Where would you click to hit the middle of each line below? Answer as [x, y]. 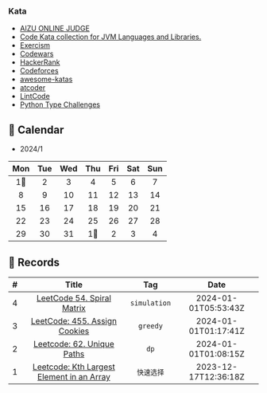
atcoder [33, 88]
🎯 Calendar [36, 130]
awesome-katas [46, 79]
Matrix [74, 308]
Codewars [37, 54]
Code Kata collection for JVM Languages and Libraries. [110, 37]
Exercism [35, 45]
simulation [151, 303]
